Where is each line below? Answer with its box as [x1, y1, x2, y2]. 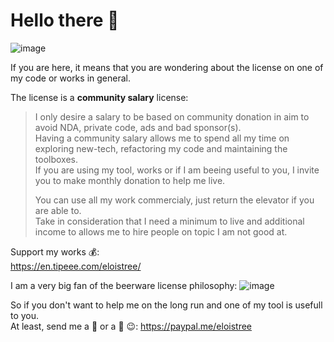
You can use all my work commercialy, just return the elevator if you [34, 194, 315, 206]
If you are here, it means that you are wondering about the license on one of [10, 61, 324, 73]
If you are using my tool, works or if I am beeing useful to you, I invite [34, 164, 320, 176]
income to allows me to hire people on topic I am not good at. [34, 225, 288, 238]
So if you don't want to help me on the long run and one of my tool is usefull [10, 299, 323, 311]
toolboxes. [34, 153, 78, 165]
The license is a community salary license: [10, 91, 189, 103]
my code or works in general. [10, 72, 131, 84]
